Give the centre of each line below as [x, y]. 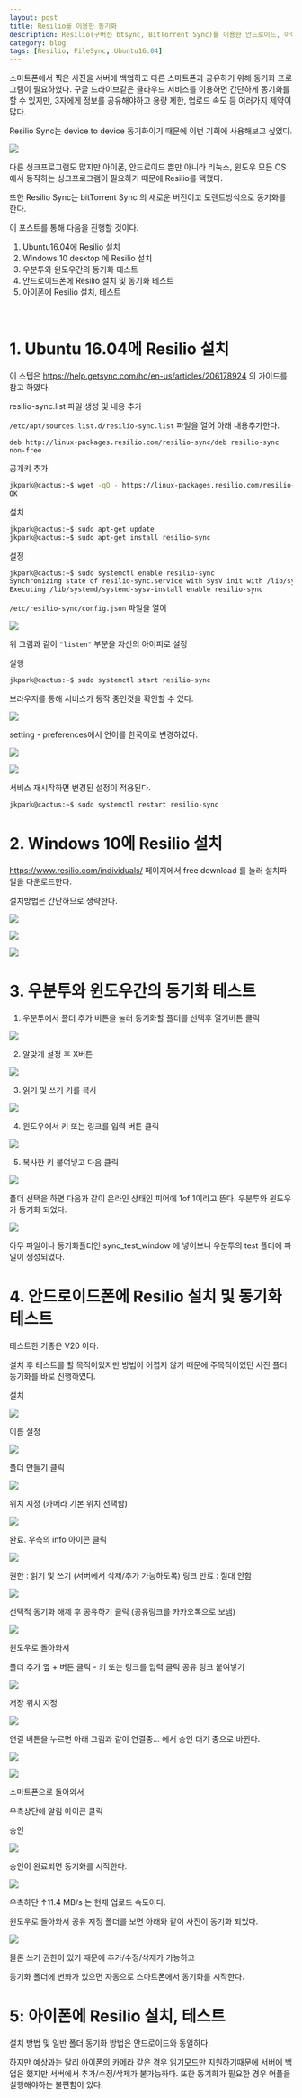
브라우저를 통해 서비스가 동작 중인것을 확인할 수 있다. [102, 698]
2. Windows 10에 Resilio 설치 [116, 844]
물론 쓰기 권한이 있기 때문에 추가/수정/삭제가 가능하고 [102, 1957]
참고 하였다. [30, 388]
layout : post [34, 18]
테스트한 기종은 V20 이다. [54, 1345]
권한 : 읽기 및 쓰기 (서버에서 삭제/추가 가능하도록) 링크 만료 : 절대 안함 [131, 1575]
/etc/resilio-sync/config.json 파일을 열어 [88, 608]
